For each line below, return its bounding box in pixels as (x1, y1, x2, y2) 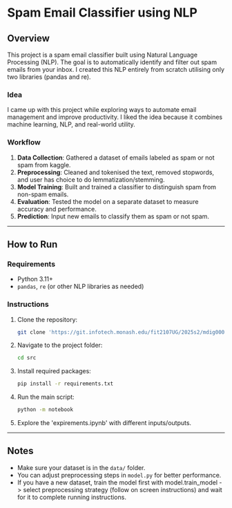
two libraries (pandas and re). (7, 73, 91, 81)
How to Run (7, 238, 58, 250)
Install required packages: (17, 367, 91, 375)
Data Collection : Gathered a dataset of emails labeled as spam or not (17, 153, 215, 162)
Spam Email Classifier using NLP (7, 5, 198, 21)
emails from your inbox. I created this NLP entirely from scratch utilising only (7, 66, 225, 73)
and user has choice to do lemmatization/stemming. (17, 175, 165, 184)
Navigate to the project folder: (17, 341, 103, 350)
